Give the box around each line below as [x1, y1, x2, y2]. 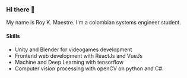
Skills [6, 32, 20, 39]
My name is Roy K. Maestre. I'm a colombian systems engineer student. [6, 19, 182, 26]
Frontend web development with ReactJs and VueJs [14, 52, 143, 59]
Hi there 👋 [6, 5, 36, 14]
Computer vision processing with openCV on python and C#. [14, 65, 164, 72]
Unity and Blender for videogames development [14, 46, 132, 53]
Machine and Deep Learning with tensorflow [14, 58, 123, 65]
